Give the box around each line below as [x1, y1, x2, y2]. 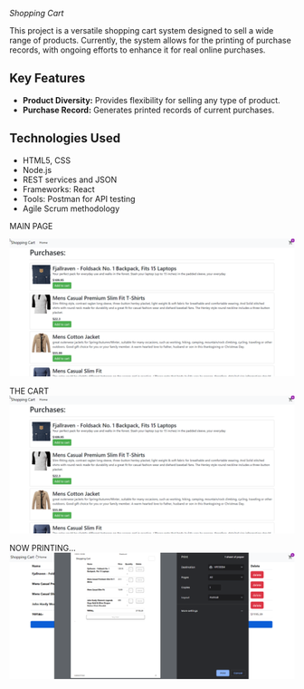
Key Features [9, 71, 86, 86]
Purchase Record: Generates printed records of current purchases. [22, 104, 275, 115]
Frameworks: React [22, 183, 95, 194]
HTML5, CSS [22, 154, 71, 166]
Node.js [22, 164, 52, 175]
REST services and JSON [22, 174, 118, 185]
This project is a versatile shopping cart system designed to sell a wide [9, 25, 274, 35]
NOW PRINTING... [9, 542, 77, 553]
